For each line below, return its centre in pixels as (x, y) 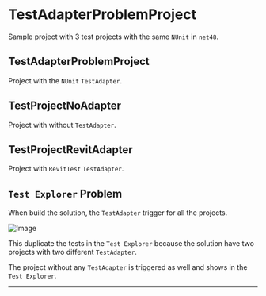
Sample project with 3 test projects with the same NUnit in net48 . (114, 37)
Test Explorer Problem (65, 193)
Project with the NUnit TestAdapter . (65, 80)
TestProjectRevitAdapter (70, 150)
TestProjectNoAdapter (65, 106)
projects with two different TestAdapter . (72, 252)
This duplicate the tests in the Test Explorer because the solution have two (131, 244)
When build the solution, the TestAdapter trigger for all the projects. (118, 213)
